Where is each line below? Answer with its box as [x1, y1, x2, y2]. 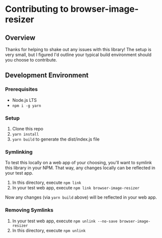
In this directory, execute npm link [12, 179, 81, 185]
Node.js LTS [12, 97, 37, 103]
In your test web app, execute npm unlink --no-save [12, 218, 118, 224]
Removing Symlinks [5, 207, 54, 213]
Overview [5, 33, 36, 42]
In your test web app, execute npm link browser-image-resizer [12, 185, 140, 191]
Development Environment [5, 71, 89, 80]
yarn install [12, 132, 39, 137]
